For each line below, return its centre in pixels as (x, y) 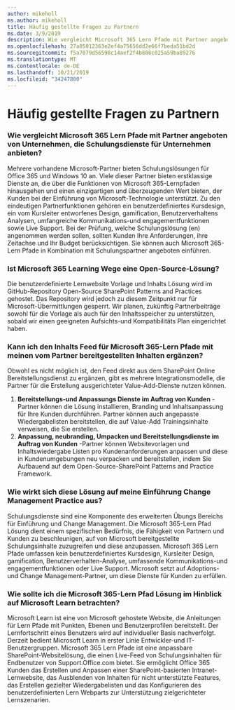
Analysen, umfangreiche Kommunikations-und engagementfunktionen (108, 220)
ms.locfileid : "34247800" (45, 79)
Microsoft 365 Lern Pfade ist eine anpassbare (127, 648)
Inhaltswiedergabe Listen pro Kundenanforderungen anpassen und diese (122, 451)
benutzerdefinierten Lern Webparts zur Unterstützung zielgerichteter (107, 692)
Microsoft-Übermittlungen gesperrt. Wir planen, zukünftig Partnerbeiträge (114, 307)
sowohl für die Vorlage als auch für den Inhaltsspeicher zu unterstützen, (111, 314)
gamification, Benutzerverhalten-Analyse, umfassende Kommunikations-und (117, 561)
